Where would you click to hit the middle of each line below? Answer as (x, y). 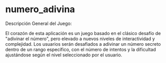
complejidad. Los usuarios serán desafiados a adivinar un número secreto (83, 44)
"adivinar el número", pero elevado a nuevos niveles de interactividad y (80, 39)
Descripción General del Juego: (39, 23)
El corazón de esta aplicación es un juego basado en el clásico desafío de (83, 33)
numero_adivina (40, 9)
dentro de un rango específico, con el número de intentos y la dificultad (81, 49)
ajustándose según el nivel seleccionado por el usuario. (64, 55)
